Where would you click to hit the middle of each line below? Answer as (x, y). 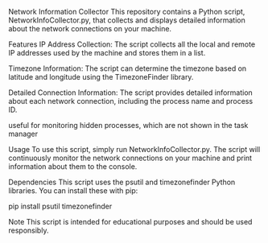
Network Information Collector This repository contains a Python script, (127, 12)
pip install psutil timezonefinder (60, 206)
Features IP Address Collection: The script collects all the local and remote (132, 44)
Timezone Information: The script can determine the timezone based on (128, 68)
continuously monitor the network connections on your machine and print (130, 158)
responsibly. (29, 230)
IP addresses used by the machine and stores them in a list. (107, 53)
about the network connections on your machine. (90, 29)
